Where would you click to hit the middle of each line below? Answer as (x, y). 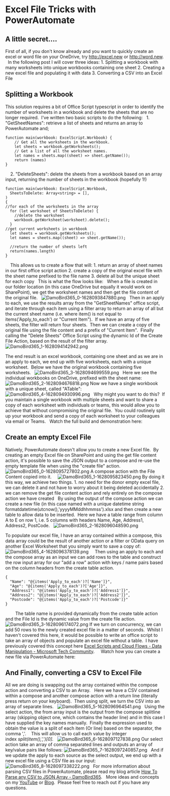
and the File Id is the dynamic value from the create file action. (71, 619)
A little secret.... (31, 39)
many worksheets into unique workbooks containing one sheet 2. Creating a (85, 68)
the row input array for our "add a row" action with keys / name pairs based (84, 562)
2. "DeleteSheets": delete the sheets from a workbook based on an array (86, 174)
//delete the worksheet (40, 215)
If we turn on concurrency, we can (125, 624)
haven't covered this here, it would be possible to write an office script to (82, 635)
